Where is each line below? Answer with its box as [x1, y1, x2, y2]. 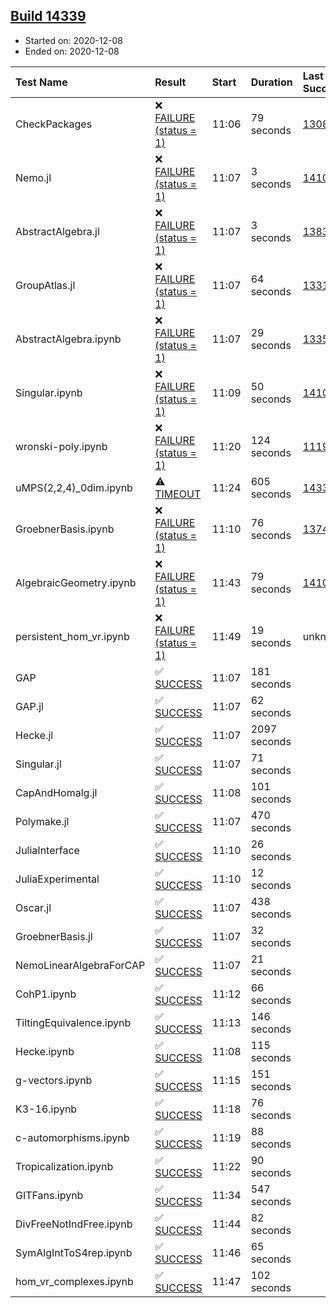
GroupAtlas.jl [15, 278, 76, 292]
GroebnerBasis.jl [15, 929, 93, 943]
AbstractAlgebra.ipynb [15, 332, 122, 346]
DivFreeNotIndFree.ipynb [15, 1217, 133, 1231]
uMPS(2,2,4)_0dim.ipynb [15, 480, 133, 494]
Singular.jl [15, 757, 62, 771]
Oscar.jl [15, 900, 52, 914]
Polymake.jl [15, 814, 70, 828]
